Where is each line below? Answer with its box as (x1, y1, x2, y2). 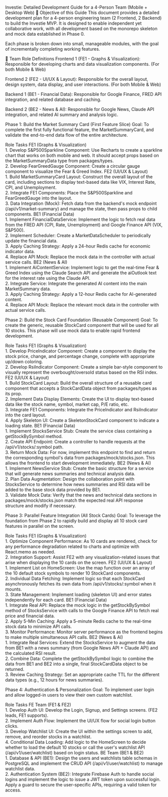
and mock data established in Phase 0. (5, 31, 85, 37)
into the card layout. (5, 412, 46, 418)
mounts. (5, 586, 22, 592)
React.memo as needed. (5, 549, 55, 554)
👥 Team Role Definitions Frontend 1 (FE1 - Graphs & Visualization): (5, 56, 141, 62)
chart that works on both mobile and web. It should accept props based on (5, 153, 159, 158)
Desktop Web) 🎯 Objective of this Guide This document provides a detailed (5, 10, 159, 16)
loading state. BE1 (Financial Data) (5, 423, 75, 428)
